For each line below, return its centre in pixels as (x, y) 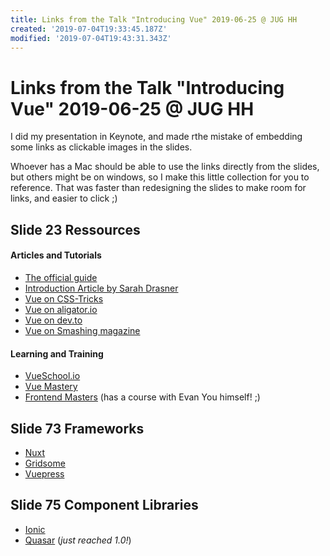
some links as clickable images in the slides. (101, 147)
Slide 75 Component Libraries (104, 505)
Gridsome (45, 463)
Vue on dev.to (53, 320)
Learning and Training (57, 353)
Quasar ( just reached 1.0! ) (78, 540)
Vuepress (44, 473)
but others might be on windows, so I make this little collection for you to (160, 177)
